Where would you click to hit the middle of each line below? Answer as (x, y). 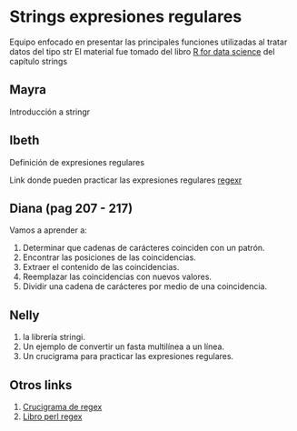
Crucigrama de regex (62, 407)
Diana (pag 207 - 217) (71, 208)
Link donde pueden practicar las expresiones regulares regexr (126, 180)
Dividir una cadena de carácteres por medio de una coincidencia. (145, 286)
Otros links (41, 385)
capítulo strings (39, 61)
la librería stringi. (54, 337)
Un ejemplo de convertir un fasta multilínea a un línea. (124, 346)
